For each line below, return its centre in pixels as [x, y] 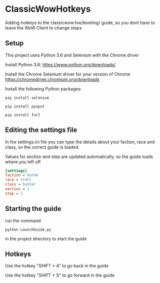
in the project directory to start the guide [46, 238]
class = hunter [21, 184]
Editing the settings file [41, 130]
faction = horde [22, 175]
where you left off [23, 162]
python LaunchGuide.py [28, 230]
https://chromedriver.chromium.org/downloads [52, 79]
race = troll [18, 180]
